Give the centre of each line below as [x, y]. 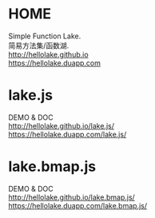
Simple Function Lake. [45, 36]
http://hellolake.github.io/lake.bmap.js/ [72, 197]
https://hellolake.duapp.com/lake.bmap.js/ [78, 205]
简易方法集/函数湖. [39, 46]
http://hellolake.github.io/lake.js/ [61, 125]
